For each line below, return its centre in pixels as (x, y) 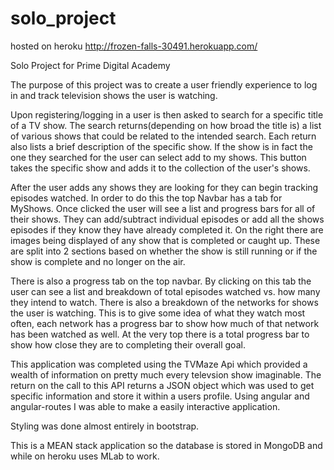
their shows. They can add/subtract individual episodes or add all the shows (167, 219)
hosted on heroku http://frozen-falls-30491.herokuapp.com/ (134, 46)
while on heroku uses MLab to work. (85, 456)
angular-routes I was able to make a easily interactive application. (145, 406)
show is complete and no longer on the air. (98, 261)
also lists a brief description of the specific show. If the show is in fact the (161, 146)
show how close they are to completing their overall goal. (128, 344)
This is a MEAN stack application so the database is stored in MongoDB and (166, 445)
